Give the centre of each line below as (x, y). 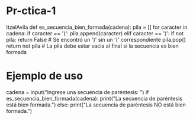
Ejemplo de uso (45, 76)
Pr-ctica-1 (31, 11)
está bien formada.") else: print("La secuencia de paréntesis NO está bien (96, 105)
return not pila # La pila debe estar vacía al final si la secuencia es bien (92, 46)
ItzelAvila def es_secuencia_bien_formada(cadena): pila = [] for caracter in (97, 27)
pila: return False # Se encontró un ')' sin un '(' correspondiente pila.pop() (96, 39)
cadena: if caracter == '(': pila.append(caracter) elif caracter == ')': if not (95, 33)
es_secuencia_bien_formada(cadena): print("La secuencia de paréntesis (94, 98)
